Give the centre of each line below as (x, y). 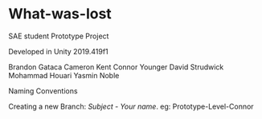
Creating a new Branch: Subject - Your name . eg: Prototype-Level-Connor (131, 106)
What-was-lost (60, 14)
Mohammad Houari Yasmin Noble (64, 75)
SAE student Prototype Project (59, 36)
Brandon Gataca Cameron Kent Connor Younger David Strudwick (116, 67)
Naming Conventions (43, 91)
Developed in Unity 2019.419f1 (58, 51)
